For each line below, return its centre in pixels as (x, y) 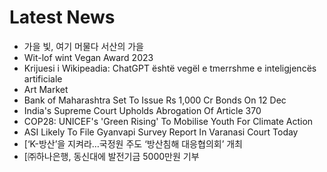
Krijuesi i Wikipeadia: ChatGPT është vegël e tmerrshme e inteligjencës (170, 68)
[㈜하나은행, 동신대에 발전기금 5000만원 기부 (111, 156)
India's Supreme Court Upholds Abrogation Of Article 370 (142, 110)
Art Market (46, 89)
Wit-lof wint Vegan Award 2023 (88, 57)
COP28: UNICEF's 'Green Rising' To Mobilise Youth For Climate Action (168, 121)
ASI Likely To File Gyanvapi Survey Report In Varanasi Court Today (161, 132)
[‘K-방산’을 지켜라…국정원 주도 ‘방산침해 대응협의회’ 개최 (133, 143)
